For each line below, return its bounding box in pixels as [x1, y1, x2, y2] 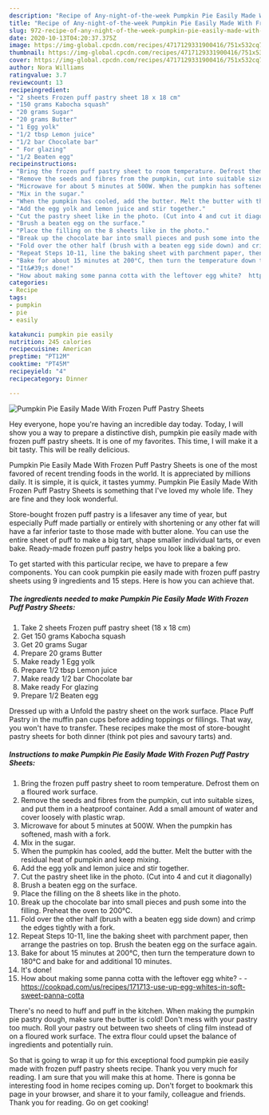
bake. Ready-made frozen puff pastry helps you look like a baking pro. [9, 544, 241, 553]
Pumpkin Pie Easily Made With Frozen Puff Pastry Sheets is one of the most [9, 460, 258, 469]
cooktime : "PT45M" [9, 360, 70, 368]
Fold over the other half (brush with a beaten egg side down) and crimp [20, 914, 256, 923]
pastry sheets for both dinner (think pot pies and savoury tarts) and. [9, 731, 232, 741]
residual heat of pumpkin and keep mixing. [20, 855, 161, 864]
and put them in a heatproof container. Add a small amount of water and [20, 804, 259, 813]
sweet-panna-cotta [20, 990, 85, 1000]
